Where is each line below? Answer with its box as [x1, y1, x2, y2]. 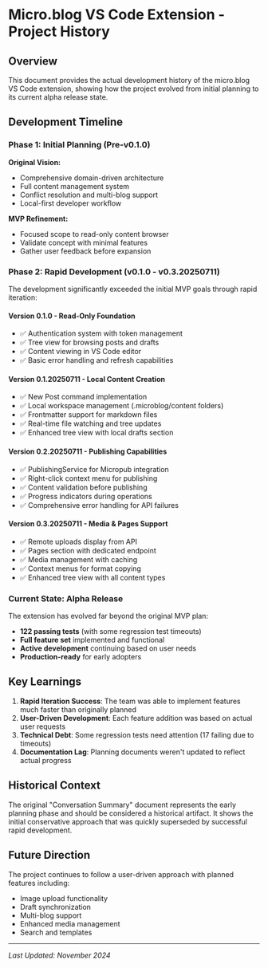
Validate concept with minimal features [19, 238, 148, 247]
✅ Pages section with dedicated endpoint [19, 545, 157, 555]
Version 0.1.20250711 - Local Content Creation [8, 374, 166, 384]
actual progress [19, 755, 72, 765]
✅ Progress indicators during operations [19, 491, 153, 501]
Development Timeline [8, 116, 124, 129]
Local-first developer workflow [19, 198, 122, 208]
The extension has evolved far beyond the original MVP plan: [8, 612, 209, 621]
